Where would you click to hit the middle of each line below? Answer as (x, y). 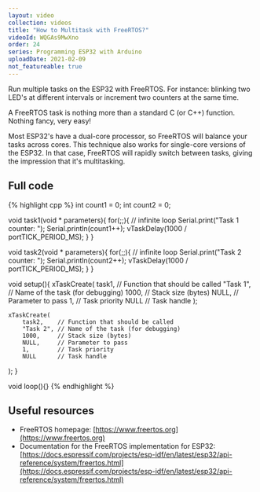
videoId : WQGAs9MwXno (44, 37)
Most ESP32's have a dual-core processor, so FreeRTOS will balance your (128, 136)
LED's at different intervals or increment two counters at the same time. (124, 97)
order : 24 (24, 45)
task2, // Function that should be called (98, 322)
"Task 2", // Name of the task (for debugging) (101, 329)
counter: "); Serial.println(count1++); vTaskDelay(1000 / (97, 228)
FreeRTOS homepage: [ (57, 430)
